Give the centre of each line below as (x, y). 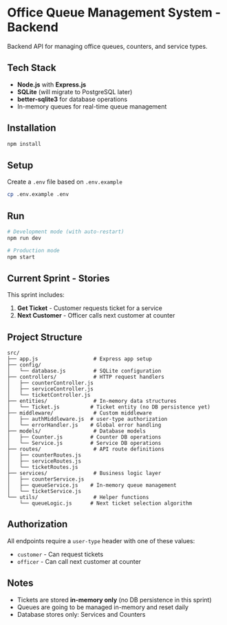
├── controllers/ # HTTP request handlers (86, 377)
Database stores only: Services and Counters (81, 614)
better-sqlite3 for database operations (72, 99)
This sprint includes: (36, 295)
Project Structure (45, 337)
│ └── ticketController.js (49, 395)
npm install (24, 144)
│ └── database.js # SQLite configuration (84, 371)
